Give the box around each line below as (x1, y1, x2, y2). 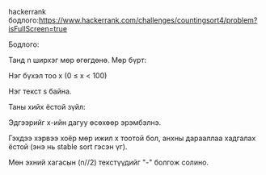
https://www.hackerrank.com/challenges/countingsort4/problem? (39, 15, 258, 25)
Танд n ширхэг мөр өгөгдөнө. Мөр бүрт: (8, 56, 147, 65)
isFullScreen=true (8, 24, 67, 33)
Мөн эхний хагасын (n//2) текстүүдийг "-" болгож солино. (8, 157, 209, 167)
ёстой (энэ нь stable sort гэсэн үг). (8, 142, 128, 152)
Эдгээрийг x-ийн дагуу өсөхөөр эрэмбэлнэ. (8, 118, 162, 127)
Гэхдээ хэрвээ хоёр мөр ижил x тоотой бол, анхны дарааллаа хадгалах (8, 133, 256, 143)
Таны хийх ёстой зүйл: (8, 102, 87, 111)
